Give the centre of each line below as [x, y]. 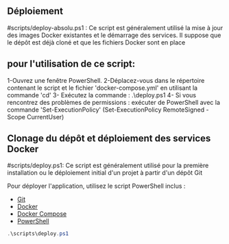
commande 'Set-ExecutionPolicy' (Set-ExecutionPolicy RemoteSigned [106, 110]
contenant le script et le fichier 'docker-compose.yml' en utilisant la [102, 88]
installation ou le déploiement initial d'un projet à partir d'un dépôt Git [105, 173]
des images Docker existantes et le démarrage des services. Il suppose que [114, 35]
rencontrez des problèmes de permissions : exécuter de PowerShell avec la [114, 102]
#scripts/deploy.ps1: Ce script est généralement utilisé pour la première [108, 166]
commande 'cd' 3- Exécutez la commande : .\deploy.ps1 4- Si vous [102, 95]
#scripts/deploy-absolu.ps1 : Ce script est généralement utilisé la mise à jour [115, 27]
